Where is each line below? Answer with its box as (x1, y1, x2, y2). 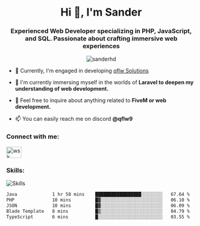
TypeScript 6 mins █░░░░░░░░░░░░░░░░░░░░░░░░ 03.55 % (6, 213, 190, 220)
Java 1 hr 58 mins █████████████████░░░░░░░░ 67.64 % (6, 192, 190, 198)
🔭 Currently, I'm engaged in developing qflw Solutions (14, 67, 149, 75)
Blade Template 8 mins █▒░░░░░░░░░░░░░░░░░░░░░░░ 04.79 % (6, 208, 190, 214)
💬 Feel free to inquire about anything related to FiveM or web (14, 97, 167, 104)
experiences (82, 42, 120, 50)
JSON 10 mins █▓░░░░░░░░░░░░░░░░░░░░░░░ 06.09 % (6, 203, 190, 209)
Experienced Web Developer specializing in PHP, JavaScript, (10, 27, 192, 35)
